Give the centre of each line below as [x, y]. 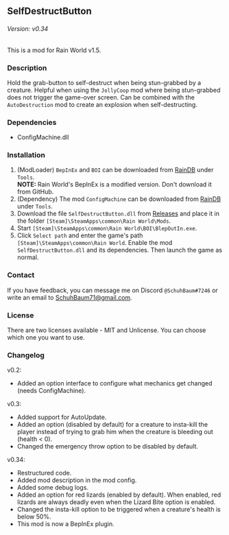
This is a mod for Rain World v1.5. [54, 50]
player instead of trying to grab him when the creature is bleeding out [115, 432]
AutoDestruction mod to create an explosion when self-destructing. [102, 104]
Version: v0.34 [28, 28]
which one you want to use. [46, 337]
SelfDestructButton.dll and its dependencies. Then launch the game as [120, 250]
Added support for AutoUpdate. [62, 417]
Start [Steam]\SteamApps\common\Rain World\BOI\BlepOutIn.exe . [107, 228]
